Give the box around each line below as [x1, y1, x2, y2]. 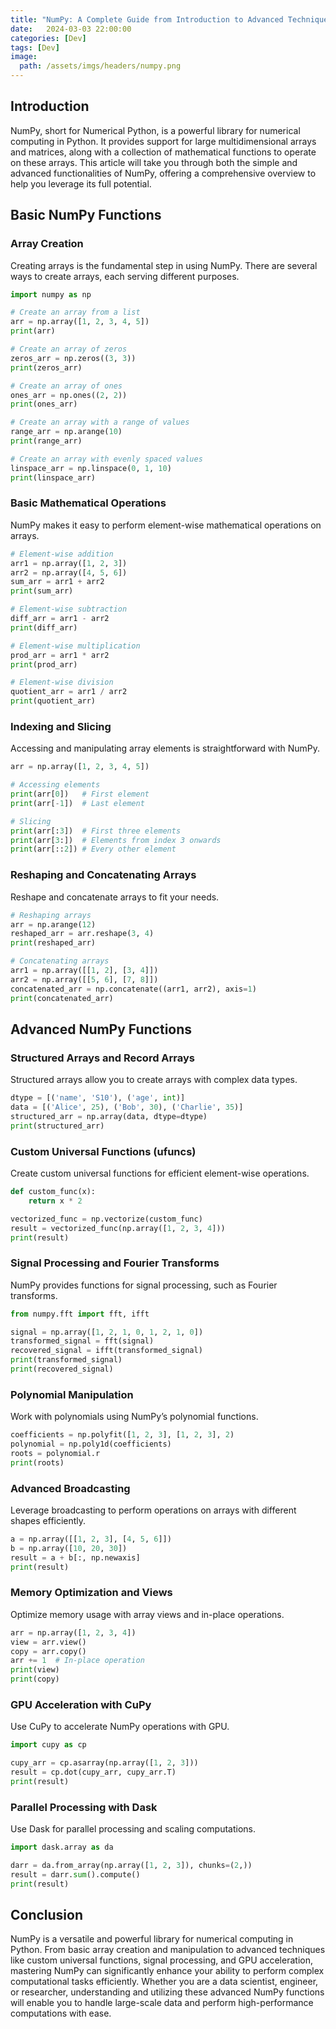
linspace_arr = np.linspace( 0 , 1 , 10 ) [10, 463, 172, 473]
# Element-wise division [10, 677, 114, 688]
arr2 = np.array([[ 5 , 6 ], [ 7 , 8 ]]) [10, 974, 159, 985]
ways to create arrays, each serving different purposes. [10, 270, 240, 282]
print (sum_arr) [10, 586, 74, 596]
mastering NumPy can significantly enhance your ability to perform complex [10, 1965, 325, 1977]
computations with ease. [10, 2007, 112, 2020]
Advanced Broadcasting [10, 1481, 131, 1495]
